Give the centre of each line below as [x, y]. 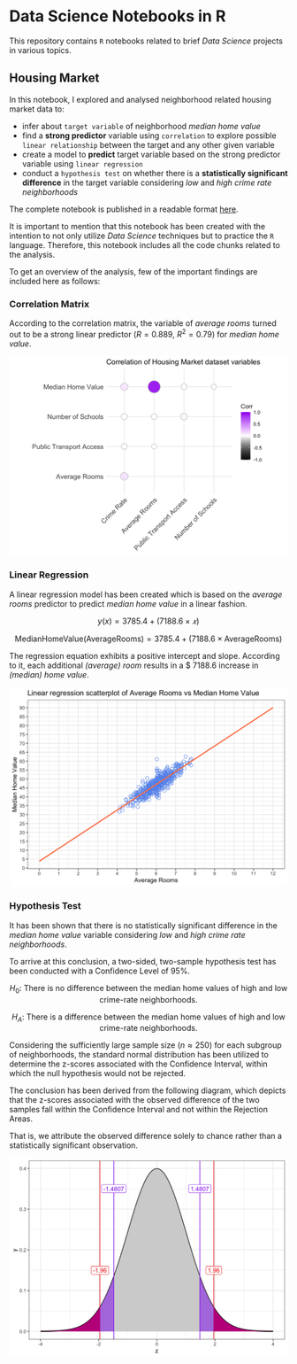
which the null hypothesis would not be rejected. [98, 1073]
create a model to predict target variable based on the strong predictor [151, 154]
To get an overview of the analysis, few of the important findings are [133, 271]
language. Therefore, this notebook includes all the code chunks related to [145, 244]
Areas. [21, 1119]
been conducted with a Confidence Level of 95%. [99, 971]
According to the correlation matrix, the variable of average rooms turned [143, 323]
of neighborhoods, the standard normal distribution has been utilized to [139, 1055]
